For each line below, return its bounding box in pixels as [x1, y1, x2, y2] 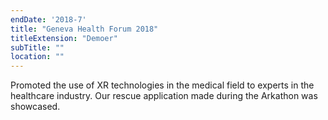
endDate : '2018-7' [10, 14, 87, 25]
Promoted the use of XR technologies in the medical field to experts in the [10, 79, 315, 91]
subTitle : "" [10, 42, 65, 53]
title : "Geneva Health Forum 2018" [10, 24, 159, 34]
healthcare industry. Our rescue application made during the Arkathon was [10, 90, 318, 102]
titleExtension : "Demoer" [10, 33, 118, 43]
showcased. [10, 101, 61, 113]
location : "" [10, 52, 65, 62]
